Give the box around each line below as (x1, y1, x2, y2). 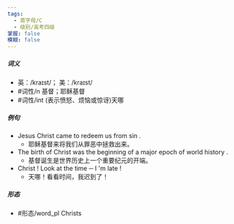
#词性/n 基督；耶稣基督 (17, 87, 85, 96)
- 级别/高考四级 (13, 23, 55, 30)
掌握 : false (7, 30, 40, 37)
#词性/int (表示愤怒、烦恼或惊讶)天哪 (17, 96, 125, 104)
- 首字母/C (13, 17, 42, 24)
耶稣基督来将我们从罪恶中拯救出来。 (27, 140, 134, 149)
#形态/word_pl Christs (17, 209, 82, 218)
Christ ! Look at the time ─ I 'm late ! (17, 164, 122, 173)
